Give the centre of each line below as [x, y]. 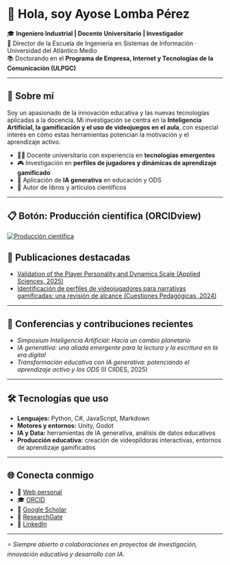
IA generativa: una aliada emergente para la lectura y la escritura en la [117, 348]
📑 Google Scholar [42, 509]
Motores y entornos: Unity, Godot [65, 425]
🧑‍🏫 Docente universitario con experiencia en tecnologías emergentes [116, 155]
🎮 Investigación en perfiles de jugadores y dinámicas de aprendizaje [117, 163]
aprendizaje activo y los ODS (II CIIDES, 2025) [82, 370]
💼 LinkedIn [32, 524]
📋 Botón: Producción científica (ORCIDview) [104, 216]
